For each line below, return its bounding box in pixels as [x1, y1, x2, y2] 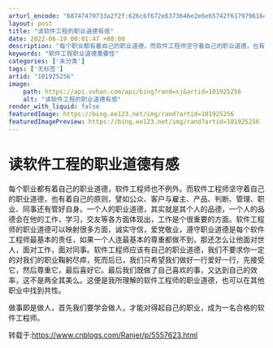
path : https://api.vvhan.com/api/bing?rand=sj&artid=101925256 [23, 87, 242, 96]
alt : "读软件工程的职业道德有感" [23, 95, 122, 103]
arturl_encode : [8, 11, 60, 20]
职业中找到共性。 [8, 285, 66, 295]
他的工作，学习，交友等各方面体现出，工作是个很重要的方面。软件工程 [29, 214, 265, 224]
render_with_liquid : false [8, 102, 100, 111]
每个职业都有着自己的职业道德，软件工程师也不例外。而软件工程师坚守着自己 [8, 184, 265, 194]
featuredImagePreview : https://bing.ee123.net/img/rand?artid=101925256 [8, 118, 260, 126]
